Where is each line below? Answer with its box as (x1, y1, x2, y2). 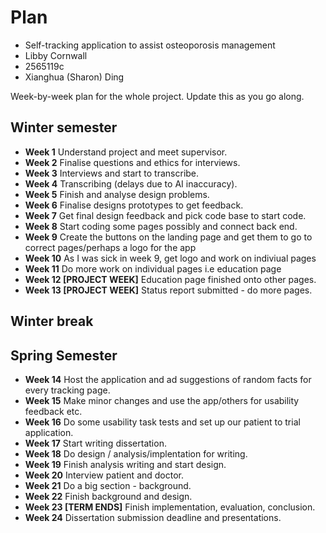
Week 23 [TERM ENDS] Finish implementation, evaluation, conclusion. (24, 501, 316, 513)
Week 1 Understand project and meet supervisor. (24, 146, 228, 158)
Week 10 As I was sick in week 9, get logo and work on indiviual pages (24, 252, 317, 264)
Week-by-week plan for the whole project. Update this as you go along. (10, 90, 305, 102)
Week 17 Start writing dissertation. (24, 437, 167, 449)
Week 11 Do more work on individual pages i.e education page (24, 262, 282, 275)
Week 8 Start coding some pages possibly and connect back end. (24, 220, 298, 232)
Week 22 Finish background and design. (24, 490, 193, 502)
